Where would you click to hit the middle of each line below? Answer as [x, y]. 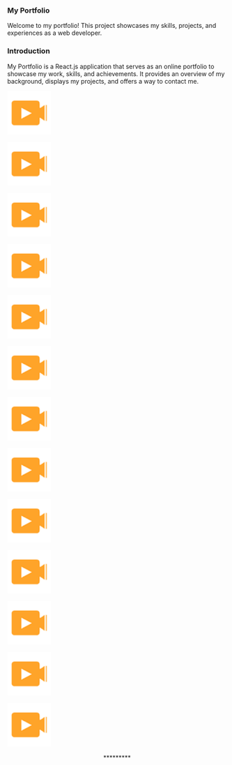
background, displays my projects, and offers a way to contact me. [103, 81]
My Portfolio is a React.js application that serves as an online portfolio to [111, 66]
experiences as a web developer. [55, 33]
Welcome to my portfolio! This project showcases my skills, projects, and [112, 26]
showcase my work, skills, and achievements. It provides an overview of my [116, 74]
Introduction [29, 51]
